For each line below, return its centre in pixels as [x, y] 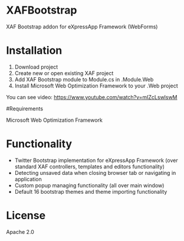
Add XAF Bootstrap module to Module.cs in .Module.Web [84, 79]
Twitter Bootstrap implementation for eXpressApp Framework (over [96, 160]
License [26, 216]
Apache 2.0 [20, 232]
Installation [34, 51]
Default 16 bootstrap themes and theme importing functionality [91, 191]
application [28, 179]
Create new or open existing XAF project [64, 73]
